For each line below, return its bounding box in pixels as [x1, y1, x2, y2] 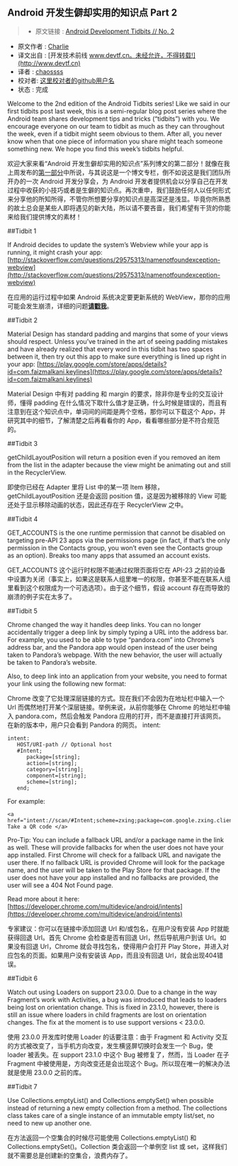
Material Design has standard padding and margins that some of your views [7, 329, 229, 338]
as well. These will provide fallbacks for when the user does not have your [7, 843, 224, 851]
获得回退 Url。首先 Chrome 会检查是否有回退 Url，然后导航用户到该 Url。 [7, 933, 220, 942]
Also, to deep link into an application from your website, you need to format [7, 672, 227, 680]
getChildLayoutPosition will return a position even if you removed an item [7, 453, 221, 462]
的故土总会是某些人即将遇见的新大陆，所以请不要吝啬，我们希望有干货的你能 [7, 203, 231, 212]
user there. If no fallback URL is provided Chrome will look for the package [7, 858, 225, 866]
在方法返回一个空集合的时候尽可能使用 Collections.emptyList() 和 [7, 1133, 197, 1142]
